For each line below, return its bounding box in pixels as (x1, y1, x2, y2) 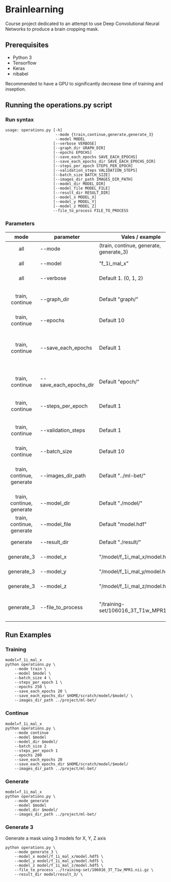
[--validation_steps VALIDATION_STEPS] (53, 168, 138, 173)
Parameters (5, 220, 35, 227)
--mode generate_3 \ (14, 850, 58, 855)
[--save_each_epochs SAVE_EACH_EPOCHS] (53, 154, 138, 160)
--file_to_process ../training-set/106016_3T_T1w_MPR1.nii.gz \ (14, 868, 154, 873)
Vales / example (121, 233, 161, 240)
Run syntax (5, 116, 34, 123)
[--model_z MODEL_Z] (53, 203, 97, 209)
